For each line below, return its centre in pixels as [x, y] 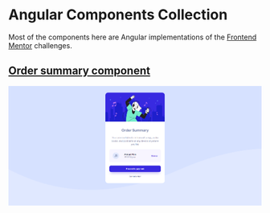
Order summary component [80, 71]
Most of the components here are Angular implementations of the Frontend [133, 37]
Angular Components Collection [118, 15]
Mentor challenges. [40, 45]
